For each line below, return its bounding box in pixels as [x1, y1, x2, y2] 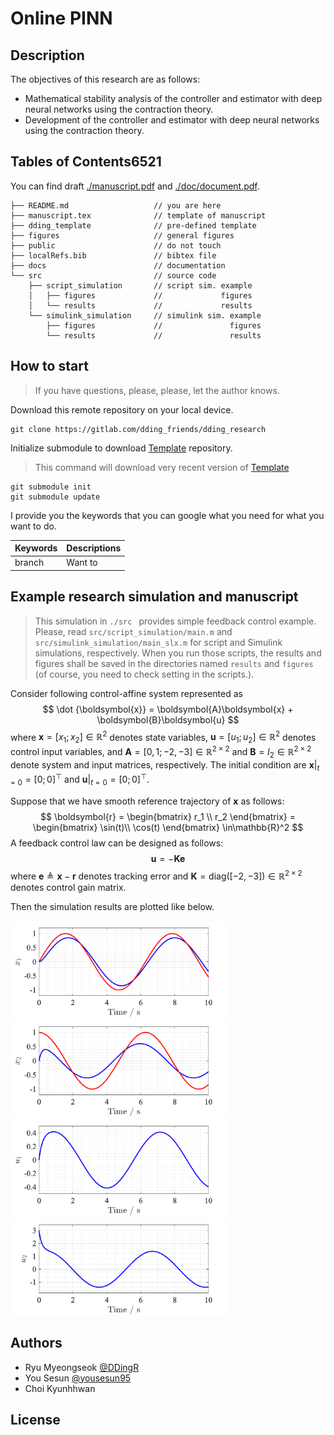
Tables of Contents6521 [10, 153, 162, 171]
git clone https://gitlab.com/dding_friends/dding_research [10, 424, 267, 434]
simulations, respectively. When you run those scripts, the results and [34, 647, 322, 659]
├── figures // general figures [10, 230, 235, 241]
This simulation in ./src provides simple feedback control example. [34, 615, 317, 627]
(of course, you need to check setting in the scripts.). [34, 668, 255, 680]
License [10, 1412, 61, 1429]
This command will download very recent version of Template [34, 461, 290, 473]
